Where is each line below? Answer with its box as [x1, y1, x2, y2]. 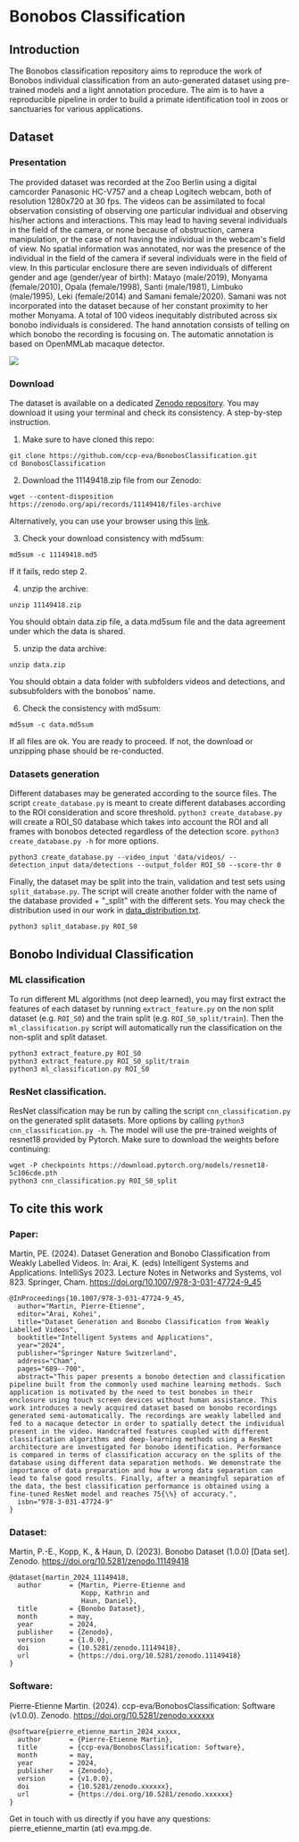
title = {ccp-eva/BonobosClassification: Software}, [17, 1743, 245, 1752]
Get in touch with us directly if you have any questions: [9, 1813, 212, 1824]
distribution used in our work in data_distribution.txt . [9, 905, 201, 916]
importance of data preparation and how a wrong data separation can [9, 1465, 274, 1475]
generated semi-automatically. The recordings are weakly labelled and [9, 1411, 281, 1420]
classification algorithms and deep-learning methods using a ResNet [9, 1434, 274, 1444]
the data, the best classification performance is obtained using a [9, 1481, 270, 1490]
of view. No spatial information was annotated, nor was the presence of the [9, 243, 286, 254]
